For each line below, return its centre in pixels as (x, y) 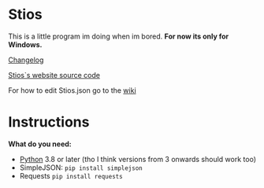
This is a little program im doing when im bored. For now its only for (119, 36)
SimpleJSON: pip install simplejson (81, 168)
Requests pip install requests (71, 175)
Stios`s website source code (54, 75)
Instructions (49, 122)
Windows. (25, 44)
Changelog (26, 60)
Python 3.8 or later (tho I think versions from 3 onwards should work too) (138, 159)
